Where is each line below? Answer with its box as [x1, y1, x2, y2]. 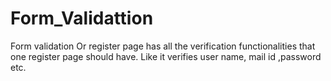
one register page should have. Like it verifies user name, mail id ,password [10, 50, 322, 62]
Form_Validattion [10, 7, 154, 30]
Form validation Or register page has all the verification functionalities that [10, 40, 316, 52]
